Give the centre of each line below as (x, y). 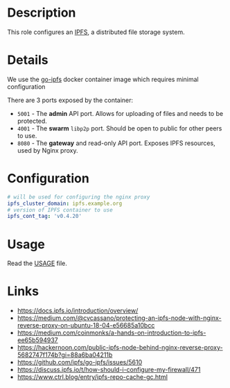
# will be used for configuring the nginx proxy (79, 197)
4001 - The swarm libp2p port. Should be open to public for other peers (120, 128)
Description (42, 13)
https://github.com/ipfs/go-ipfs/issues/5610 (80, 362)
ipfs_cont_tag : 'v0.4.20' (44, 217)
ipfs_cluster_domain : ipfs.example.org (65, 203)
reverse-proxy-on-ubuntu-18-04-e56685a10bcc (86, 326)
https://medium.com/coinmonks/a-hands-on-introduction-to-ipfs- (112, 333)
